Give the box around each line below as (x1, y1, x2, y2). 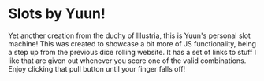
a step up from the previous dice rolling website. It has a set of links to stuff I (8, 47, 257, 57)
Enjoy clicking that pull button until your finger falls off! (8, 64, 186, 73)
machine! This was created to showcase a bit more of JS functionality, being (8, 39, 257, 48)
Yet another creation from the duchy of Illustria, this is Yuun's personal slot (8, 31, 251, 40)
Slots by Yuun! (8, 5, 106, 23)
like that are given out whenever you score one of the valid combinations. (8, 56, 247, 65)
